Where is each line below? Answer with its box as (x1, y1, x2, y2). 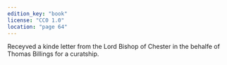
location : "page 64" (7, 23, 68, 30)
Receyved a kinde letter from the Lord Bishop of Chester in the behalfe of (7, 43, 221, 51)
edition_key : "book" (7, 10, 68, 17)
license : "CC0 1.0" (7, 17, 65, 24)
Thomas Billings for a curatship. (7, 50, 99, 58)
